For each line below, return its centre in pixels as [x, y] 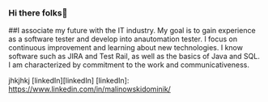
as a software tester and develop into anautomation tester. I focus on [123, 39]
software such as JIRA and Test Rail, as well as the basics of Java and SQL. [134, 57]
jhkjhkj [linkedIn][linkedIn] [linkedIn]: [69, 81]
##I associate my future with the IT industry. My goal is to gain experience [132, 31]
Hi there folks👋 [38, 13]
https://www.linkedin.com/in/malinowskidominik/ [90, 89]
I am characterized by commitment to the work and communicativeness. [129, 65]
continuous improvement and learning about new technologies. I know [125, 48]
